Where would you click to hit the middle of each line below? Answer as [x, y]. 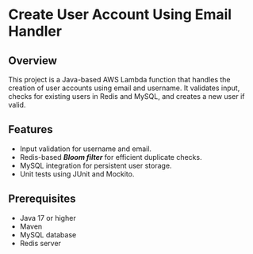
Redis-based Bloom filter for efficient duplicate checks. [111, 157]
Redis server [40, 243]
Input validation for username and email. [86, 149]
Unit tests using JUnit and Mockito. [77, 174]
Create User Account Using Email [120, 15]
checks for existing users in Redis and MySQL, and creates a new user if [126, 96]
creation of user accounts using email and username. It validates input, [124, 88]
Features [31, 129]
